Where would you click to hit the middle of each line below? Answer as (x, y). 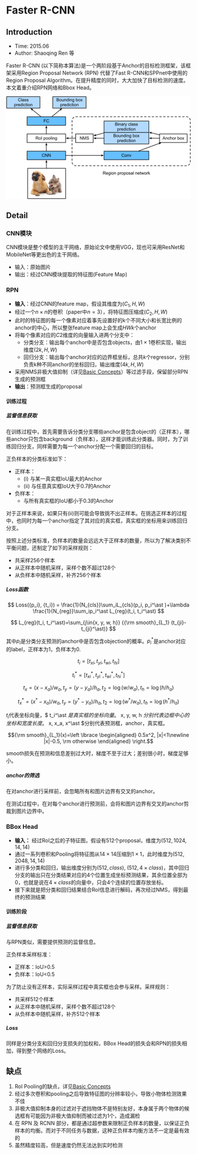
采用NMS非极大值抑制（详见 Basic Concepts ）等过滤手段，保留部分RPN (101, 372)
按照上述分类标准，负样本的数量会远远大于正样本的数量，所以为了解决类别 (96, 540)
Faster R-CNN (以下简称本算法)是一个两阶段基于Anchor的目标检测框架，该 (96, 66)
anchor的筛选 (23, 776)
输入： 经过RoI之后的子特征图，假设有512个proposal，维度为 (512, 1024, (101, 840)
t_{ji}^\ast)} (95, 628)
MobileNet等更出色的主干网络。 (44, 255)
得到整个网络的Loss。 (43, 1051)
